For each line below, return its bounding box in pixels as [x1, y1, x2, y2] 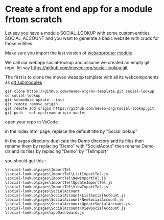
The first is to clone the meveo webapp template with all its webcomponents [5, 74, 159, 80]
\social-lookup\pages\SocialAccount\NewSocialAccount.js [5, 197, 124, 202]
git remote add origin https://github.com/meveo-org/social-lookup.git [5, 106, 154, 111]
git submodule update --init [5, 97, 65, 102]
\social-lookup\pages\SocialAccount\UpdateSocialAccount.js [5, 201, 131, 206]
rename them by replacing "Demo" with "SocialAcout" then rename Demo [5, 143, 154, 149]
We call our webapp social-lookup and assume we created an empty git [5, 59, 150, 65]
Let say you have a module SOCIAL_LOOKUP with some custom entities [5, 30, 150, 36]
